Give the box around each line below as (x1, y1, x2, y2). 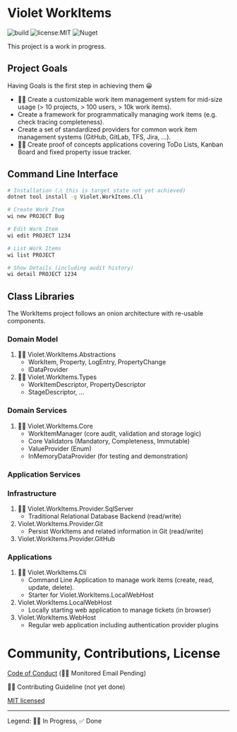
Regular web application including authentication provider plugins (28, 621, 219, 629)
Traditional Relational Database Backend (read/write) (28, 511, 182, 521)
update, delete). (28, 583, 75, 592)
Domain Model (7, 335, 59, 344)
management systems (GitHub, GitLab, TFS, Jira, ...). (17, 132, 171, 141)
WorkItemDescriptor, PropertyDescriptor (28, 380, 146, 389)
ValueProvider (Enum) (28, 444, 92, 453)
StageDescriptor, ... (28, 388, 85, 397)
